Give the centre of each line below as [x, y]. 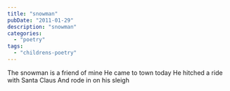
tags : [15, 46]
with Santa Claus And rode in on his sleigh [69, 80]
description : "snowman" [42, 27]
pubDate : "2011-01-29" [40, 20]
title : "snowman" [33, 14]
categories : [25, 33]
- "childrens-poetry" [45, 53]
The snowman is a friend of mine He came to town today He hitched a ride [115, 72]
